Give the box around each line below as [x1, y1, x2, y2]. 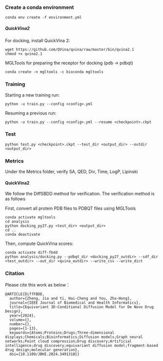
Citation [5, 270, 24, 277]
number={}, [9, 321, 32, 327]
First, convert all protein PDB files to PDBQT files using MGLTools [5, 205, 136, 212]
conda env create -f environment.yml [5, 15, 82, 20]
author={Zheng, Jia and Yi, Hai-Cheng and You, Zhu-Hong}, [9, 296, 132, 301]
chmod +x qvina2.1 [5, 51, 42, 56]
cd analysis [5, 219, 29, 224]
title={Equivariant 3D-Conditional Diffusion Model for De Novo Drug [9, 304, 154, 310]
